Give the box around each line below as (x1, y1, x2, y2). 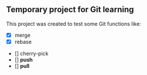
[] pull (14, 62, 30, 69)
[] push (14, 56, 34, 63)
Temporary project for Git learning (6, 5, 134, 15)
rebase (14, 38, 32, 45)
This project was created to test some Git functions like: (6, 20, 141, 27)
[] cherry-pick (14, 50, 49, 57)
